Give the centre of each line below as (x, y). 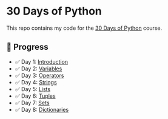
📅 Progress (27, 47)
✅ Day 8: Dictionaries (42, 109)
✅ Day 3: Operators (39, 75)
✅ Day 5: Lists (32, 89)
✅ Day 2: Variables (39, 69)
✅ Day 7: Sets (32, 103)
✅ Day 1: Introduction (42, 61)
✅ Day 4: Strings (36, 82)
